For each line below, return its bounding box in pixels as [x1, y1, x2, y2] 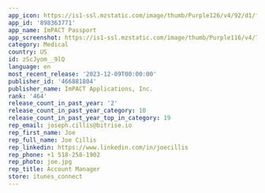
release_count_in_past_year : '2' [8, 99, 118, 107]
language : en [8, 63, 51, 71]
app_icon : [8, 11, 41, 20]
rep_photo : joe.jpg [8, 158, 73, 166]
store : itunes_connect [8, 173, 83, 181]
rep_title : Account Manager [8, 165, 101, 173]
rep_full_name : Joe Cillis [8, 135, 97, 144]
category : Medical [8, 41, 69, 49]
